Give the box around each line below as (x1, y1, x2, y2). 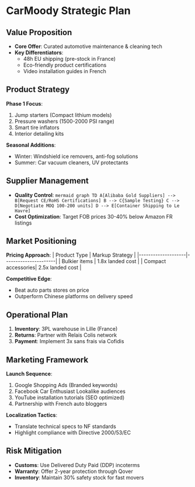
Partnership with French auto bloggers (14, 400, 107, 407)
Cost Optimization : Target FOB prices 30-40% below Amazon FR (14, 213, 173, 220)
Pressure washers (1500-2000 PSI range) (14, 118, 115, 125)
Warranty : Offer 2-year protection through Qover (14, 468, 133, 475)
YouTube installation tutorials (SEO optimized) (14, 394, 125, 401)
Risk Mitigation (6, 446, 62, 456)
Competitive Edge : (6, 275, 53, 282)
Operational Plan (6, 310, 68, 320)
